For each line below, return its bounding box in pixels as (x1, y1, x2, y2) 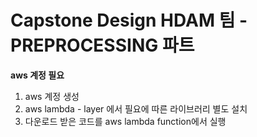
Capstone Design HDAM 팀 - (10, 9, 248, 32)
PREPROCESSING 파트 (10, 34, 195, 57)
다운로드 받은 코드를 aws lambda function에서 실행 (24, 115, 227, 127)
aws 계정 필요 (10, 69, 65, 81)
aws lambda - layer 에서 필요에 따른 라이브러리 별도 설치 (24, 102, 248, 115)
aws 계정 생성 (24, 90, 80, 102)
